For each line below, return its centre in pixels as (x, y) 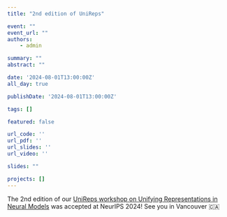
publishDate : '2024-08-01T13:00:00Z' (62, 96)
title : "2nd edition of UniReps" (56, 14)
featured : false (31, 122)
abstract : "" (26, 65)
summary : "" (24, 59)
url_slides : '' (29, 147)
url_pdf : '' (24, 141)
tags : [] (20, 109)
